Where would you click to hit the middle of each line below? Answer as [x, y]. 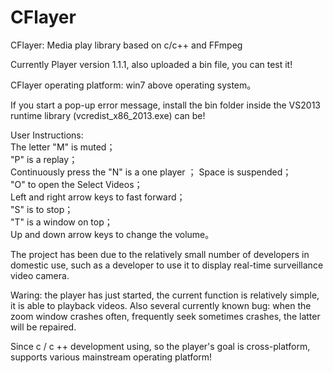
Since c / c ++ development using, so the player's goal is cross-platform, [160, 346]
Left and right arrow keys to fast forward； [98, 197]
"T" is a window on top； [61, 222]
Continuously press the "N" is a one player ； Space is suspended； [151, 172]
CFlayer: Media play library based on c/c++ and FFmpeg [126, 45]
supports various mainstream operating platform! [111, 357]
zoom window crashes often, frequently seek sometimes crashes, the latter [165, 316]
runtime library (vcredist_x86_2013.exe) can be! [108, 115]
